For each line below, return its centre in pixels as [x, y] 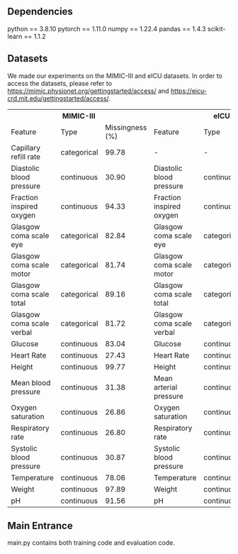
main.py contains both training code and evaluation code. [91, 543]
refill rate [26, 157]
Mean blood [31, 382]
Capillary [26, 148]
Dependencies [40, 12]
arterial [165, 387]
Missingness [126, 127]
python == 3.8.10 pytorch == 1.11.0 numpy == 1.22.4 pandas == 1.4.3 [107, 28]
